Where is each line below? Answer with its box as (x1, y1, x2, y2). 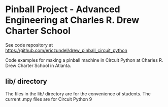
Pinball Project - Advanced (5, 4, 120, 15)
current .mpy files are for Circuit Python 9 (5, 96, 92, 102)
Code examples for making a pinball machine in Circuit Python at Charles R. (5, 57, 163, 63)
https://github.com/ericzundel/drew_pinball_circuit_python (5, 47, 128, 53)
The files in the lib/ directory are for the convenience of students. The (5, 90, 151, 97)
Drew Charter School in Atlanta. (5, 62, 72, 68)
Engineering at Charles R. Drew (5, 14, 140, 26)
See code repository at (5, 42, 53, 48)
